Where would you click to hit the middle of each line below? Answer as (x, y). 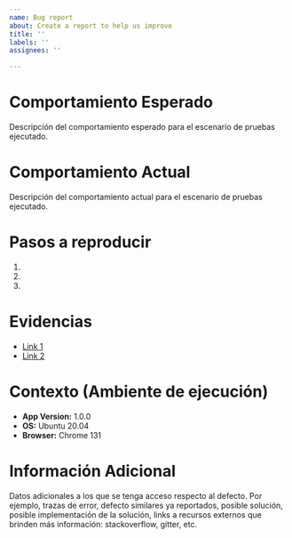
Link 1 (32, 346)
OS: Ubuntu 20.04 (55, 426)
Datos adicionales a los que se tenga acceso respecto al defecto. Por (136, 495)
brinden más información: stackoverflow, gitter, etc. (103, 524)
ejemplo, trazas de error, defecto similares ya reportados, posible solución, (146, 505)
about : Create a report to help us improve (91, 26)
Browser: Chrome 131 (62, 435)
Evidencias (51, 322)
